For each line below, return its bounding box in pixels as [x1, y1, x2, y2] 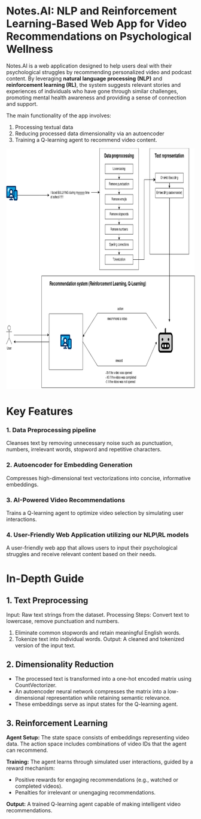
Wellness [6, 43, 53, 56]
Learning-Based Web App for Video [6, 17, 187, 31]
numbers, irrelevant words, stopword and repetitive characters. [6, 446, 162, 453]
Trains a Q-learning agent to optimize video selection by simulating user [6, 509, 184, 517]
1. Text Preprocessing [6, 595, 89, 605]
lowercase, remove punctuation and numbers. [6, 618, 120, 625]
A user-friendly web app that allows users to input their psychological [6, 544, 178, 551]
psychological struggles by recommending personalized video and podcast [6, 68, 192, 75]
